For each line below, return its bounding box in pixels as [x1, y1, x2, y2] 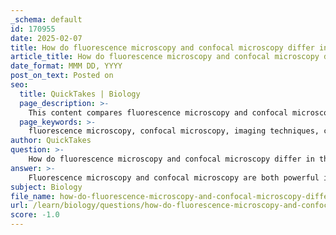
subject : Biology [10, 182, 83, 192]
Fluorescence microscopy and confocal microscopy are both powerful [28, 172, 320, 183]
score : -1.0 [10, 210, 60, 220]
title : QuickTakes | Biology [19, 89, 141, 99]
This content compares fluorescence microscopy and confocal [28, 107, 288, 118]
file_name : [10, 191, 56, 201]
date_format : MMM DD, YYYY [10, 61, 123, 71]
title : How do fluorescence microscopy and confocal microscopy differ [10, 42, 315, 53]
